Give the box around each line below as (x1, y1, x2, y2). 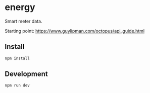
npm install (5, 56, 30, 61)
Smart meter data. (5, 18, 42, 24)
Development (5, 70, 48, 78)
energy (5, 2, 36, 13)
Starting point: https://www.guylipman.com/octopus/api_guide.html (5, 28, 145, 34)
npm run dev (5, 83, 30, 88)
